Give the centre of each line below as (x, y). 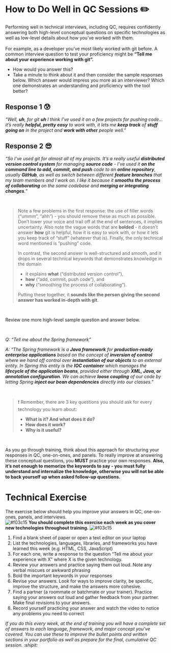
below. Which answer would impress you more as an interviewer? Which (88, 80)
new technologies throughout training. (47, 528)
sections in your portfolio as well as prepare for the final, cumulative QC (81, 639)
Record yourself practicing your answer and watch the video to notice (86, 608)
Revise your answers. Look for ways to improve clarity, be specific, (83, 581)
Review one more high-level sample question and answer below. (73, 320)
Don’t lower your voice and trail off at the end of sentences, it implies (90, 221)
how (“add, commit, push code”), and (65, 279)
